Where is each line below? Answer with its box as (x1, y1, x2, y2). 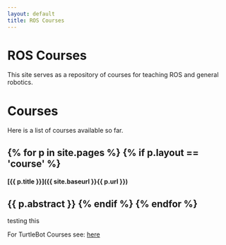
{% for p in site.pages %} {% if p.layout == (7, 146, 199, 159)
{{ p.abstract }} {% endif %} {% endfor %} (7, 198, 198, 210)
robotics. (7, 78, 33, 87)
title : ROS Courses (7, 17, 65, 24)
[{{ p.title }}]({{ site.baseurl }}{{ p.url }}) (7, 177, 129, 186)
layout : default (7, 10, 55, 18)
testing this (7, 217, 40, 225)
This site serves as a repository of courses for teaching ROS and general (7, 71, 219, 79)
